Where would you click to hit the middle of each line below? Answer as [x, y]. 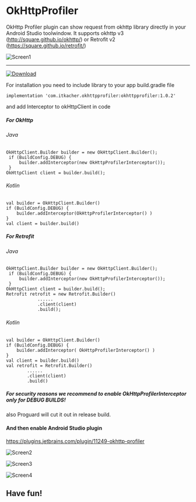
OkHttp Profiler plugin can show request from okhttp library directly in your [96, 27]
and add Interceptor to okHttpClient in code [58, 106]
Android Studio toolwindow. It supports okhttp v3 [65, 33]
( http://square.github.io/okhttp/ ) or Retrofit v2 [61, 39]
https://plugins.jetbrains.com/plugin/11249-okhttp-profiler [75, 441]
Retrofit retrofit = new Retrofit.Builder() [61, 294]
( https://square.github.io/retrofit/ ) [46, 46]
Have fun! [24, 494]
